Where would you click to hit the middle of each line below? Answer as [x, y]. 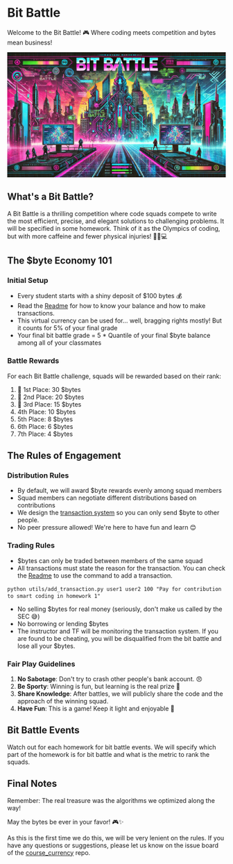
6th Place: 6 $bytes [45, 426]
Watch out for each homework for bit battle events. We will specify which [112, 747]
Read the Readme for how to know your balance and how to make [111, 306]
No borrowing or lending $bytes [63, 623]
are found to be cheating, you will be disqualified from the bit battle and [119, 638]
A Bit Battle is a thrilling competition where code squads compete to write [112, 213]
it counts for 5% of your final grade [67, 328]
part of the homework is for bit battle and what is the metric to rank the [109, 754]
